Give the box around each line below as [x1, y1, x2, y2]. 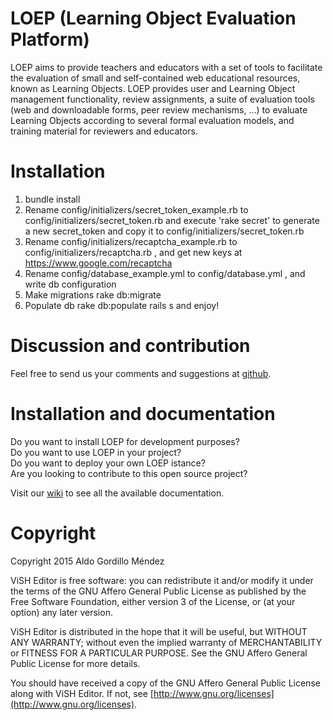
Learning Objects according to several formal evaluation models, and [10, 114, 295, 126]
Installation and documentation [10, 403, 276, 425]
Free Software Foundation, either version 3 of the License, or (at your [10, 595, 296, 607]
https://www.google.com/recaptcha [24, 257, 173, 269]
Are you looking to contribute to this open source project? [10, 467, 248, 479]
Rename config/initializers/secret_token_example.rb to [24, 203, 249, 216]
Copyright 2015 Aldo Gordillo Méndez [10, 555, 165, 567]
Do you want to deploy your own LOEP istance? [10, 457, 206, 469]
